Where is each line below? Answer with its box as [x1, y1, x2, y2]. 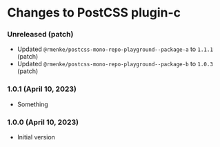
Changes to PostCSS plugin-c [7, 5, 181, 21]
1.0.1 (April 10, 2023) [7, 84, 77, 94]
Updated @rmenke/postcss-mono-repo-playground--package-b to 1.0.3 [17, 60, 214, 68]
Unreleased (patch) [7, 30, 74, 39]
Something [17, 100, 48, 108]
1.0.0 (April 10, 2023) [7, 117, 79, 127]
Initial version [17, 133, 55, 141]
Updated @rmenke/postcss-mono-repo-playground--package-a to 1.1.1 [17, 45, 214, 53]
